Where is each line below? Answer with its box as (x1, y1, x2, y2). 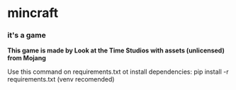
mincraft (7, 5, 59, 21)
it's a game (7, 30, 46, 40)
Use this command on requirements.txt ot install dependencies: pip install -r (7, 67, 229, 76)
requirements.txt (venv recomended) (7, 75, 115, 84)
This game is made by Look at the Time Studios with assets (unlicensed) (7, 46, 225, 55)
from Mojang (7, 54, 46, 62)
